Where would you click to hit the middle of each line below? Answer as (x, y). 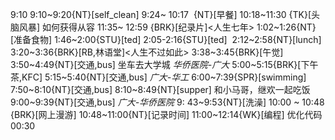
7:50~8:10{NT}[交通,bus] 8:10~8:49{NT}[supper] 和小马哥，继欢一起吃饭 (160, 89)
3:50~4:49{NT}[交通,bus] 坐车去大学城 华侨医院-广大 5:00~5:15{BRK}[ (156, 64)
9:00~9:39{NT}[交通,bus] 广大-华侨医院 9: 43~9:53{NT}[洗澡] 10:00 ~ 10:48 (167, 102)
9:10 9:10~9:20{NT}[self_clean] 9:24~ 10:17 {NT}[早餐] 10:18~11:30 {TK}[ (161, 14)
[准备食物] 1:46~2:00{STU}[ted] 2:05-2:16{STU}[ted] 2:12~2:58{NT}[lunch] (166, 39)
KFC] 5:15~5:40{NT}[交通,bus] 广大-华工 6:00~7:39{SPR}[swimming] (164, 77)
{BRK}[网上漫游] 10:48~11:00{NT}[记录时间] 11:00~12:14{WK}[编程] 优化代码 (166, 114)
